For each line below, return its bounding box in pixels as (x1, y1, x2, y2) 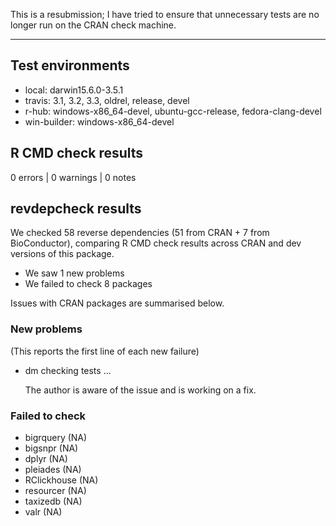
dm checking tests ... (24, 364, 112, 376)
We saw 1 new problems (24, 267, 125, 279)
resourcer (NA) (24, 485, 87, 497)
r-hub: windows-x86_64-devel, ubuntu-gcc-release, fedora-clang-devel (24, 105, 322, 117)
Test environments (10, 57, 130, 74)
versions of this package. (10, 248, 115, 260)
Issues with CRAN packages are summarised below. (10, 297, 225, 309)
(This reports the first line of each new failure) (10, 345, 200, 357)
